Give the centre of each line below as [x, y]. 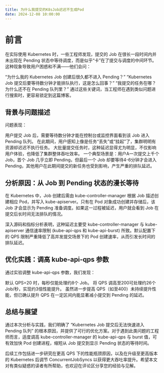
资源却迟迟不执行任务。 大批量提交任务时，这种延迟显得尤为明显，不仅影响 [81, 148]
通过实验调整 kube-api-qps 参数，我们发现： [50, 272]
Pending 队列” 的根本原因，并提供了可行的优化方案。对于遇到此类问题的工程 [82, 330]
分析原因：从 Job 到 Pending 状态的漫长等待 [72, 183]
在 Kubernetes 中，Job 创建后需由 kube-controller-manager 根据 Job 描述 [80, 196]
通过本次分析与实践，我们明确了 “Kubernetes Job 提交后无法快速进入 [75, 325]
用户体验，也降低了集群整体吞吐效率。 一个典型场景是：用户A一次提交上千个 [82, 154]
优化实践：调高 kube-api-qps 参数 [57, 260]
